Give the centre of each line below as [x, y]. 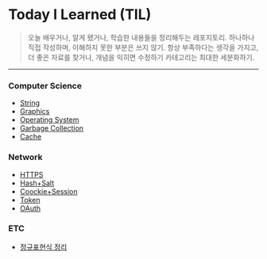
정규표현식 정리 [43, 246]
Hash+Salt [37, 183]
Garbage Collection [52, 128]
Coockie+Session [48, 191]
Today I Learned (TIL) [80, 15]
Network [25, 158]
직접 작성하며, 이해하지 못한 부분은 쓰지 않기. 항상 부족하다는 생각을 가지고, [143, 47]
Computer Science [45, 86]
